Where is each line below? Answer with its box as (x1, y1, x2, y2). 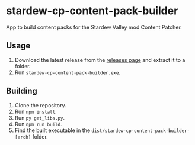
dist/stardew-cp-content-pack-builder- (91, 128, 190, 134)
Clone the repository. (14, 101, 66, 108)
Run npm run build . (14, 120, 62, 127)
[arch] (14, 134, 31, 140)
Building (6, 86, 37, 96)
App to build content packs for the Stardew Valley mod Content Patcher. (6, 24, 182, 31)
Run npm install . (14, 108, 57, 115)
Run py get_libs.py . (14, 114, 65, 121)
